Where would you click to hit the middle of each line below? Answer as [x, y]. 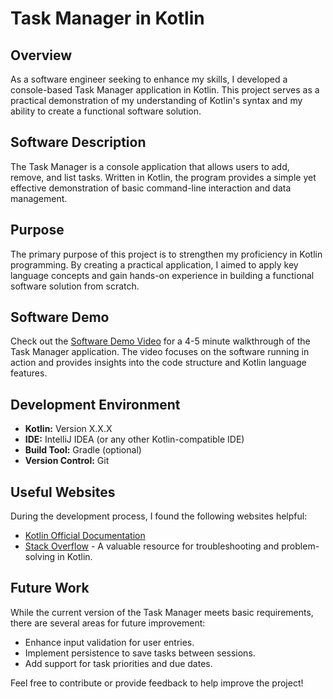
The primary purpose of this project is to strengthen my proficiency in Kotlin [166, 254]
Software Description [78, 142]
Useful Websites [63, 492]
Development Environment [95, 404]
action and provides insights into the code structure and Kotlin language [158, 363]
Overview [41, 55]
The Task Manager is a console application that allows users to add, [150, 166]
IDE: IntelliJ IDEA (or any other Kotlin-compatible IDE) [134, 439]
